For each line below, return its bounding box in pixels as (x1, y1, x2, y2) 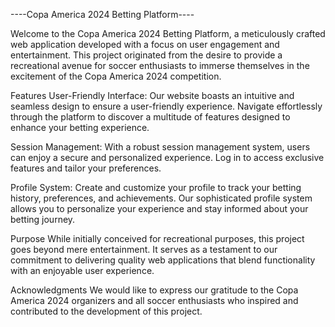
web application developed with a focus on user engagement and (10, 39, 280, 50)
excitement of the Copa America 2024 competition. (10, 70, 222, 82)
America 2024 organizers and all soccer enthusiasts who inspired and (10, 295, 299, 306)
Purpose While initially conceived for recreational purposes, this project (10, 233, 305, 244)
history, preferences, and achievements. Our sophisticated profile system (10, 192, 313, 204)
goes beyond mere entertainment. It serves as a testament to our (10, 244, 278, 255)
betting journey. (10, 214, 76, 225)
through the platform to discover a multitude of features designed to (10, 111, 291, 123)
